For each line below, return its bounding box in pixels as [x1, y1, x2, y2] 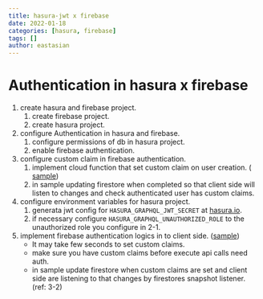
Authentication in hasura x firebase [8, 76, 249, 95]
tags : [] [8, 34, 38, 43]
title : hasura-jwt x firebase [8, 11, 110, 20]
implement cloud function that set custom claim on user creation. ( [31, 162, 252, 173]
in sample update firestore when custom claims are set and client [31, 265, 248, 275]
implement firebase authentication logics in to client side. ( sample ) [19, 231, 240, 241]
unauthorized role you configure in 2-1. [31, 223, 161, 232]
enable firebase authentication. [31, 145, 135, 155]
